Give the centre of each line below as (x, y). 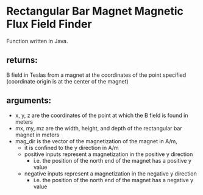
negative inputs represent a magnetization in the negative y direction (110, 173)
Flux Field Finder (49, 24)
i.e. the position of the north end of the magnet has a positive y (112, 160)
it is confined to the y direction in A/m (71, 147)
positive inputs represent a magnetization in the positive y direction (109, 154)
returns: (22, 60)
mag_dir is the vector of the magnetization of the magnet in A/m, (96, 141)
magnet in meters (37, 135)
